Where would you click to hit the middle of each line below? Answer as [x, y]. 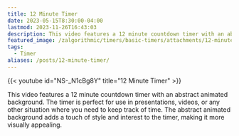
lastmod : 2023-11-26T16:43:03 [52, 27]
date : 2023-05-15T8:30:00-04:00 [55, 21]
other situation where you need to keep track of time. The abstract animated [119, 109]
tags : [15, 47]
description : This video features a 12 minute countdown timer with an [116, 34]
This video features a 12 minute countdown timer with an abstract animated [118, 94]
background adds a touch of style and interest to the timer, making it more [116, 117]
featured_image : [31, 41]
